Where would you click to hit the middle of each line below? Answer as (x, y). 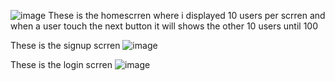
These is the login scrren (61, 64)
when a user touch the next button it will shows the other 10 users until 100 (164, 26)
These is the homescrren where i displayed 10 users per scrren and (187, 15)
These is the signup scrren (65, 45)
